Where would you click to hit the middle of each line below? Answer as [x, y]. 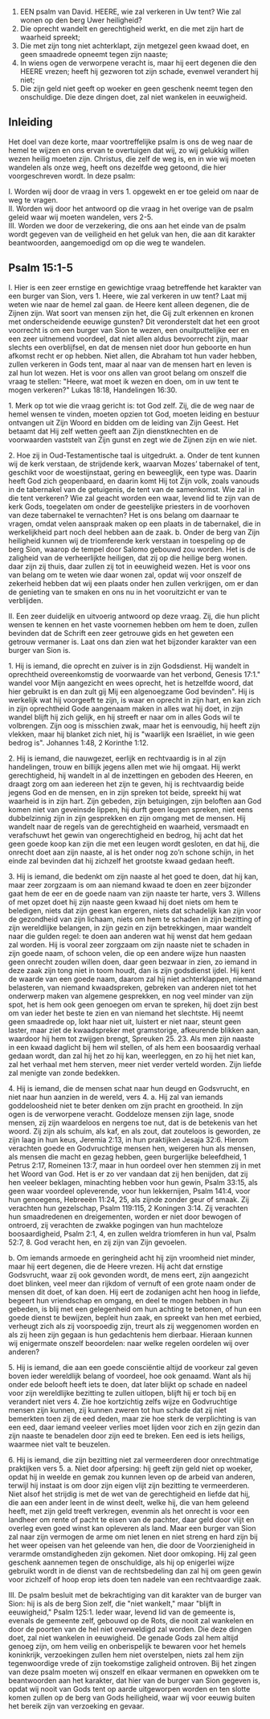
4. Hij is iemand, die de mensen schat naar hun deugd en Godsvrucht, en [129, 1088]
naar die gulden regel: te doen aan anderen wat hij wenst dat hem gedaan [131, 936]
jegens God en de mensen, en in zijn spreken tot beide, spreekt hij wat [125, 792]
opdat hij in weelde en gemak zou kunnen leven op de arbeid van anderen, [132, 1477]
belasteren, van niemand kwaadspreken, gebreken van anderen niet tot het [133, 987]
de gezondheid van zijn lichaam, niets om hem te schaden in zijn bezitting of [135, 919]
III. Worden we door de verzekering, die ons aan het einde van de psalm [127, 225]
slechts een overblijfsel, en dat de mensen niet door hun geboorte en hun [130, 347]
